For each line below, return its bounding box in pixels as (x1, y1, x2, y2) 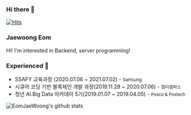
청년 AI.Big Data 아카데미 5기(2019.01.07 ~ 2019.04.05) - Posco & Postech (14, 90, 186, 97)
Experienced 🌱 (6, 61, 49, 70)
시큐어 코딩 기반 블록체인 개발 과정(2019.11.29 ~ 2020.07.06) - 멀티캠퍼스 (14, 83, 182, 90)
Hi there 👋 (6, 5, 35, 14)
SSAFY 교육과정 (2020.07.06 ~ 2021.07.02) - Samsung (14, 75, 142, 83)
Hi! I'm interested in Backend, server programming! (6, 47, 131, 54)
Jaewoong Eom (6, 34, 51, 42)
